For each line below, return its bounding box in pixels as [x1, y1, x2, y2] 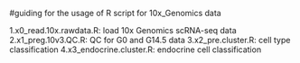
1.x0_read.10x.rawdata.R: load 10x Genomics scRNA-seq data [9, 25, 237, 35]
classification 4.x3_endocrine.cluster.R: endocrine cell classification [9, 44, 262, 55]
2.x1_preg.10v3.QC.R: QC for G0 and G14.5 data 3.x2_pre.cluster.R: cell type [9, 35, 291, 45]
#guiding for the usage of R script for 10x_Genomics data [9, 8, 221, 18]
